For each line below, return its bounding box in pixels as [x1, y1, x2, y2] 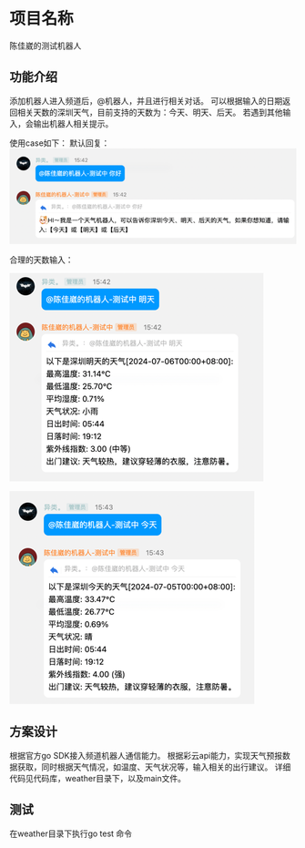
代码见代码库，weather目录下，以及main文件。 [9, 772, 187, 783]
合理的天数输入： [9, 254, 74, 265]
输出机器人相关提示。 [33, 117, 114, 128]
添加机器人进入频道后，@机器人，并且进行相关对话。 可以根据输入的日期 [9, 95, 283, 106]
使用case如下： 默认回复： [9, 138, 110, 148]
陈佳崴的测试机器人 [9, 40, 82, 51]
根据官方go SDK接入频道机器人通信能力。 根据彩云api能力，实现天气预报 [9, 750, 283, 761]
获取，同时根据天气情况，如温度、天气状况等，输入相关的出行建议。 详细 [16, 761, 291, 772]
